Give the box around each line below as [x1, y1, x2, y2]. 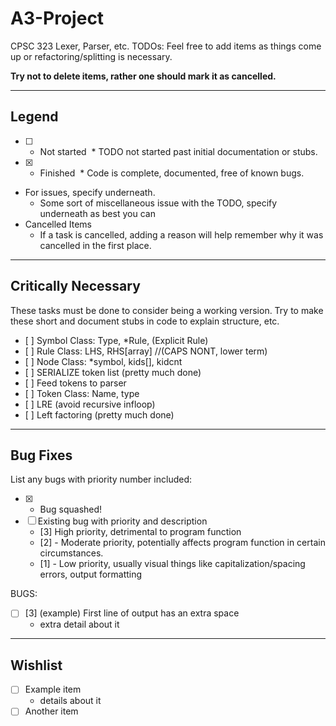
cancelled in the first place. [39, 239, 152, 251]
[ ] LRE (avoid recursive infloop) [24, 398, 156, 410]
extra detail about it [39, 618, 120, 631]
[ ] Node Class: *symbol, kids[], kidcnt [24, 355, 183, 367]
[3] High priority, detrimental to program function [39, 526, 242, 538]
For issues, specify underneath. [24, 186, 156, 198]
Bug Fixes [10, 447, 73, 464]
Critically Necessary [10, 278, 141, 295]
